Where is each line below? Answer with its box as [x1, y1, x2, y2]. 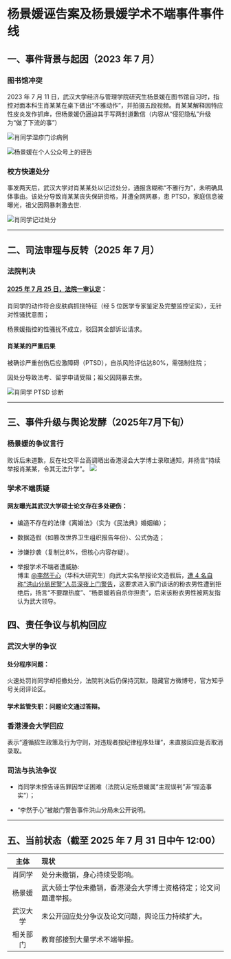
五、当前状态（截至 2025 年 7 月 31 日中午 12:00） [7, 834, 221, 846]
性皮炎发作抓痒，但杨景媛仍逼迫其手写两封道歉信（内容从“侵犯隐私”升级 [7, 110, 212, 118]
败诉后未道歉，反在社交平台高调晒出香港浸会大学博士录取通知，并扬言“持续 [7, 456, 221, 464]
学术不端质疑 [7, 484, 50, 493]
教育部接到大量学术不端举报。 [41, 935, 138, 945]
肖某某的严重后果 [7, 342, 56, 350]
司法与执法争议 [7, 766, 57, 775]
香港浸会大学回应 [7, 721, 64, 731]
